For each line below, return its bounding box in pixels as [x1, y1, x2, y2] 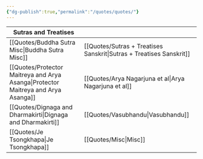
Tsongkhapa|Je [9, 135, 54, 143]
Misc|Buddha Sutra [9, 46, 64, 54]
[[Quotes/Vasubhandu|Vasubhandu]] [83, 110, 190, 119]
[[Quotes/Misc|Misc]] [83, 135, 146, 143]
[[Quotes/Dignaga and [9, 103, 73, 111]
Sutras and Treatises [13, 28, 74, 36]
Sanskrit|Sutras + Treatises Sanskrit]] [83, 49, 190, 58]
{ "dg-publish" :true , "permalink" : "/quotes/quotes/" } [6, 8, 139, 15]
